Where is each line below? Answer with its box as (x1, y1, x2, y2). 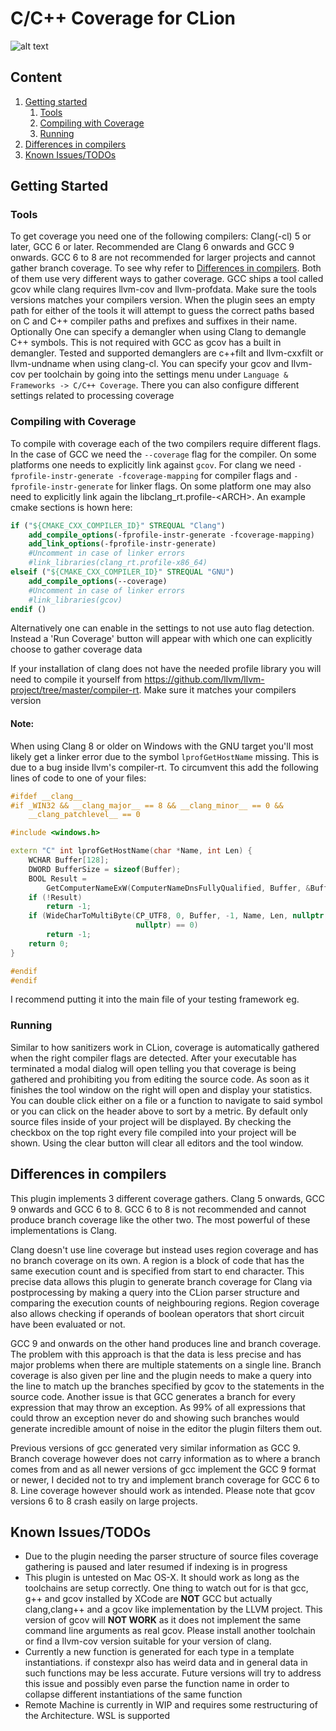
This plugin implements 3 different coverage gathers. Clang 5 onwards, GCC (10, 1192, 325, 1204)
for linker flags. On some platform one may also (115, 480, 312, 492)
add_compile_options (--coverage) (28, 576, 168, 586)
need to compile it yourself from (10, 673, 143, 686)
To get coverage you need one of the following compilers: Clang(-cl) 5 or (10, 230, 312, 242)
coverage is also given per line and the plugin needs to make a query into (10, 1369, 312, 1381)
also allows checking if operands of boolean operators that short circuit (10, 1307, 305, 1319)
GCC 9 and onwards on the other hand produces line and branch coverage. (10, 1337, 322, 1349)
